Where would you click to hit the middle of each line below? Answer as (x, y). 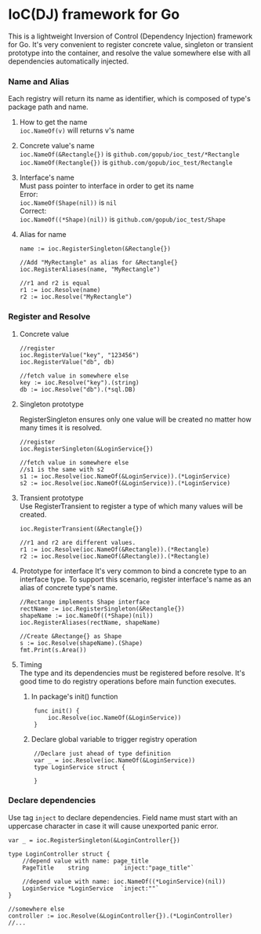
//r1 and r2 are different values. (78, 542)
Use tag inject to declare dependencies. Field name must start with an (123, 817)
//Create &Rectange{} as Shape (71, 636)
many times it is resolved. (60, 427)
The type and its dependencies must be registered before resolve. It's (132, 673)
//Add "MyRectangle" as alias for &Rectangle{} (98, 263)
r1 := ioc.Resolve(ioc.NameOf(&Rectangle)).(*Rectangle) (114, 549)
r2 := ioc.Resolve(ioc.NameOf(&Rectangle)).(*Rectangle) (114, 556)
